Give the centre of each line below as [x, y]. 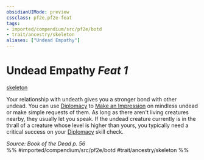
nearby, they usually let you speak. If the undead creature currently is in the [101, 118]
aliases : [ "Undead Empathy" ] [43, 40]
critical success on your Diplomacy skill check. [65, 131]
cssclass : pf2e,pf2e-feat [39, 18]
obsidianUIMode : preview [38, 12]
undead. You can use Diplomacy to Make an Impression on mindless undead [102, 106]
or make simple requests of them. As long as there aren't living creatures [97, 112]
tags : [13, 23]
